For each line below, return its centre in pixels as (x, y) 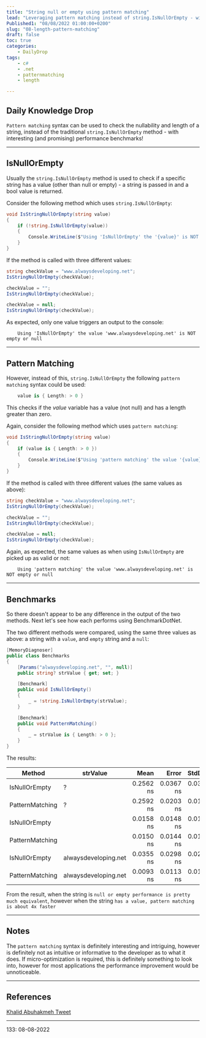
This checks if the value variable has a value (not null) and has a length (96, 407)
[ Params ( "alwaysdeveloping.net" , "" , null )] (75, 667)
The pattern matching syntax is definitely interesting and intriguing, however (103, 946)
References (29, 997)
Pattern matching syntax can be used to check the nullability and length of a (103, 125)
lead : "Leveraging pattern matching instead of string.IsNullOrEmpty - (100, 18)
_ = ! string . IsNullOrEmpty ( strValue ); (78, 701)
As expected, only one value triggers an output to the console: (85, 322)
